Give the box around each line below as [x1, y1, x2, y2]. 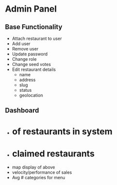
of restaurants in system [12, 126, 113, 137]
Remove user [12, 46, 39, 51]
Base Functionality [5, 23, 63, 31]
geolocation [19, 92, 44, 98]
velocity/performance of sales [12, 169, 72, 175]
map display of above [12, 164, 56, 170]
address [19, 77, 36, 83]
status [19, 87, 32, 93]
